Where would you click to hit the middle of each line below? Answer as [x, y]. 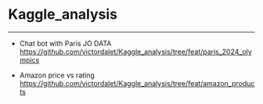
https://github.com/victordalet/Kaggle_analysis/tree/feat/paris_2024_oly [135, 52]
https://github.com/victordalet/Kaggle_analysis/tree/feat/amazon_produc [137, 83]
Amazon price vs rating [57, 75]
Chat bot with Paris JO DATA [65, 43]
